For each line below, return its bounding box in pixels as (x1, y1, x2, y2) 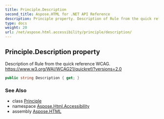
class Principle (12, 98, 42, 104)
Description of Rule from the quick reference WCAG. (5, 60, 111, 66)
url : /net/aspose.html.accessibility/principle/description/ (5, 30, 132, 35)
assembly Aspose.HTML (12, 108, 62, 114)
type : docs (5, 20, 27, 26)
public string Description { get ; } (5, 75, 80, 80)
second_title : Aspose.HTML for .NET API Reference (5, 12, 110, 17)
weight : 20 (5, 25, 27, 30)
